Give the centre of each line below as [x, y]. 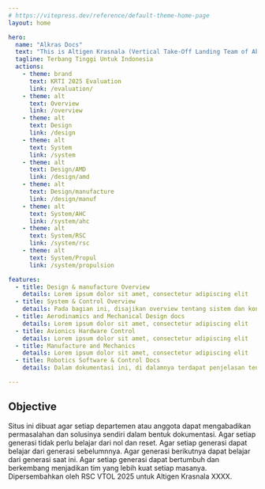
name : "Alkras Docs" [49, 44]
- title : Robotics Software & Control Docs [88, 361]
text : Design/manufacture [71, 191]
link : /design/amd [59, 177]
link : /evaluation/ [61, 89]
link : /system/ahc [59, 221]
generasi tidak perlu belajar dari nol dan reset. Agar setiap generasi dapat [128, 442]
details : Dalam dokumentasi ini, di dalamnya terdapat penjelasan [134, 368]
